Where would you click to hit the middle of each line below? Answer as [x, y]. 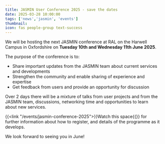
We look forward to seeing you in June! [45, 137]
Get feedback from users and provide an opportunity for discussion [81, 87]
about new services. [26, 107]
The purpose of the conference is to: [42, 57]
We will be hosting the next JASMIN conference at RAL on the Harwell [76, 42]
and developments [31, 71]
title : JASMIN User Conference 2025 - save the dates [62, 10]
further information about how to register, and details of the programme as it [82, 122]
